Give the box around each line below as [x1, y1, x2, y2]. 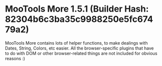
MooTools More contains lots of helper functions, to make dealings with [5, 40, 148, 46]
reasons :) [5, 55, 25, 61]
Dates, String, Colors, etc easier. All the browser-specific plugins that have [5, 45, 154, 51]
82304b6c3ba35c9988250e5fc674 [5, 14, 153, 25]
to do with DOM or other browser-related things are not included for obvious [5, 50, 158, 56]
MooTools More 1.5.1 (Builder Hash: [5, 3, 149, 15]
